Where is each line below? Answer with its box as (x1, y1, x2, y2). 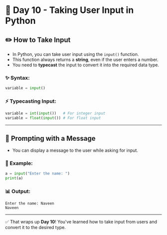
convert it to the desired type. (5, 225, 66, 231)
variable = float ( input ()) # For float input (5, 116, 101, 121)
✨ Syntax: (5, 74, 30, 81)
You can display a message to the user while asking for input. (12, 147, 138, 154)
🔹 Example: (5, 160, 33, 167)
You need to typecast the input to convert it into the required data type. (12, 62, 159, 68)
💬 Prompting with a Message (5, 134, 96, 143)
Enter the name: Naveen (5, 201, 55, 206)
